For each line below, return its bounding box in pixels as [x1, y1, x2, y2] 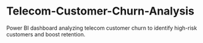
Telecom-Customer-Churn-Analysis [6, 4, 194, 18]
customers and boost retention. [6, 30, 86, 38]
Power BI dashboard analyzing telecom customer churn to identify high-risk [6, 24, 197, 31]
